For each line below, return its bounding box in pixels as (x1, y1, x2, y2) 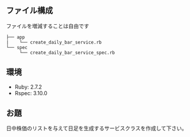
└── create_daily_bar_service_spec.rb (19, 50, 115, 56)
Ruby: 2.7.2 (14, 83, 43, 90)
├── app (6, 34, 25, 40)
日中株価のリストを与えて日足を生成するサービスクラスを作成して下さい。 (6, 125, 188, 132)
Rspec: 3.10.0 (14, 89, 47, 96)
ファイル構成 (6, 5, 53, 16)
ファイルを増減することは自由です (6, 22, 89, 30)
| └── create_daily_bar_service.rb (6, 39, 102, 45)
